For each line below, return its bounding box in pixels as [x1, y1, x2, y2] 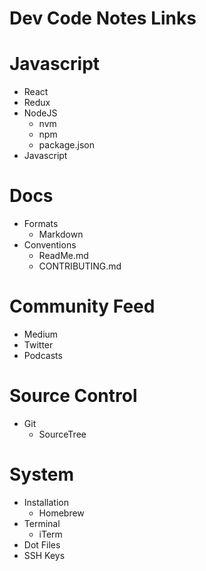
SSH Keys [23, 549, 66, 561]
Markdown [38, 228, 84, 241]
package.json [38, 139, 95, 151]
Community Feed [9, 295, 156, 318]
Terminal [23, 517, 61, 529]
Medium [23, 328, 59, 340]
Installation [23, 496, 70, 508]
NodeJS [23, 107, 58, 119]
